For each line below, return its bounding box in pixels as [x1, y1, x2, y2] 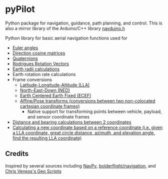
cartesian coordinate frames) [19, 103, 80, 109]
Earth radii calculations [12, 66, 60, 72]
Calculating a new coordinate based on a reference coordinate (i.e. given [12, 124, 163, 130]
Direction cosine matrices [12, 50, 65, 56]
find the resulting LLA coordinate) [12, 135, 82, 141]
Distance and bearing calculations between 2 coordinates [12, 119, 131, 125]
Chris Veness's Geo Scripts [5, 168, 61, 174]
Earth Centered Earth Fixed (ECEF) [19, 92, 91, 98]
